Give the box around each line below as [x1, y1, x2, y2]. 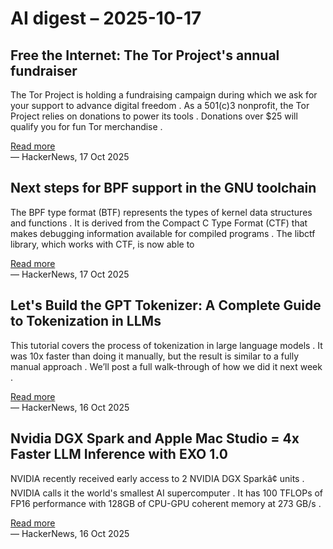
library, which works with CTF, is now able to [10, 238, 195, 250]
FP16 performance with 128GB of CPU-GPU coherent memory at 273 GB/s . [10, 498, 322, 510]
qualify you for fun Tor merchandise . [10, 121, 163, 132]
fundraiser [10, 62, 78, 79]
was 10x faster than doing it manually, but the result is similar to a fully [10, 350, 300, 362]
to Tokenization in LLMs [10, 313, 162, 330]
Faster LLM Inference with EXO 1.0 [10, 446, 228, 463]
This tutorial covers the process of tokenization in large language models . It [10, 339, 323, 351]
